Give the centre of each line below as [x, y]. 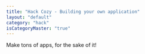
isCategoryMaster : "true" [38, 28]
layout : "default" [29, 17]
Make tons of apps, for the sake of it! [51, 45]
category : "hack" [28, 23]
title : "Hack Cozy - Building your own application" [73, 12]
